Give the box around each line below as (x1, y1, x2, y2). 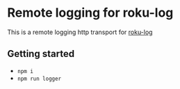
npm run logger (17, 75, 62, 82)
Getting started (7, 48, 75, 60)
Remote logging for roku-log (7, 5, 174, 21)
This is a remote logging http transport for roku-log (7, 28, 153, 36)
